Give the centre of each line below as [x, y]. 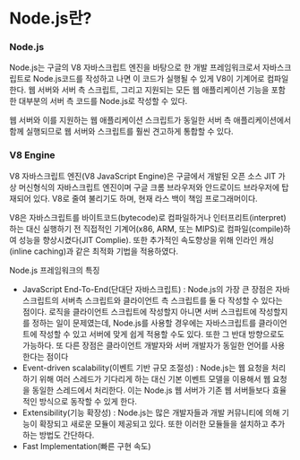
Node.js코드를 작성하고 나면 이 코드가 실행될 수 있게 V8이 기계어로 [149, 79]
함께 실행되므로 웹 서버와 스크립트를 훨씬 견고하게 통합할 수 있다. [122, 132]
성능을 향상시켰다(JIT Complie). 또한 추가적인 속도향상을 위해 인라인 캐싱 [146, 239]
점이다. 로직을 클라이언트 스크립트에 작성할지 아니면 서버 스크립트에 [139, 311]
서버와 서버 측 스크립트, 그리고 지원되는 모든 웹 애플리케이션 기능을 [153, 90]
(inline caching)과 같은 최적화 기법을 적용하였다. [94, 251]
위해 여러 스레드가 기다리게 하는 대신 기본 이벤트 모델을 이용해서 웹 [155, 378]
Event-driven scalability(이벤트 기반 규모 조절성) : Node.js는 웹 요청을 [146, 368]
